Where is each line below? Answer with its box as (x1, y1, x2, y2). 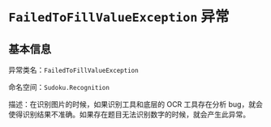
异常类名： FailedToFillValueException (8, 66, 140, 74)
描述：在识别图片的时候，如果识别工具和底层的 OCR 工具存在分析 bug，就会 (8, 99, 264, 109)
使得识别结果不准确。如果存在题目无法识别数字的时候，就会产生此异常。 (8, 110, 250, 119)
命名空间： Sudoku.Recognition (8, 83, 110, 91)
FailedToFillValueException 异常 (8, 7, 230, 26)
